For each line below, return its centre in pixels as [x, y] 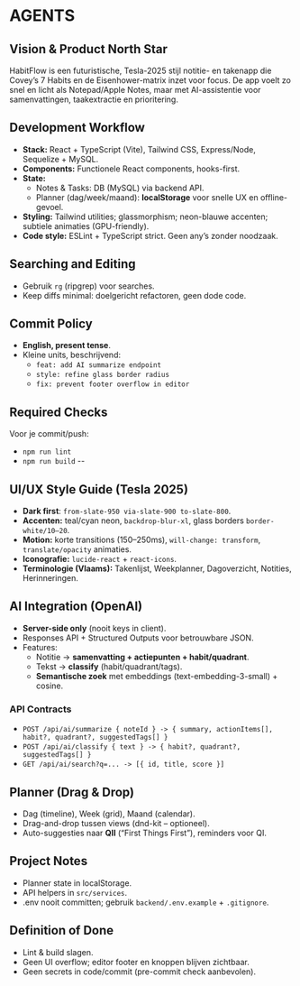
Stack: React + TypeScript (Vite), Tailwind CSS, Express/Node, [139, 149]
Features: [40, 647]
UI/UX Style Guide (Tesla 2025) [99, 489]
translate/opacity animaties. [77, 549]
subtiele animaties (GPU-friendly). [86, 226]
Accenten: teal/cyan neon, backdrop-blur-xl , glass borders [133, 521]
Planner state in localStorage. [77, 883]
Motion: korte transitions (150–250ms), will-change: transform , [141, 540]
